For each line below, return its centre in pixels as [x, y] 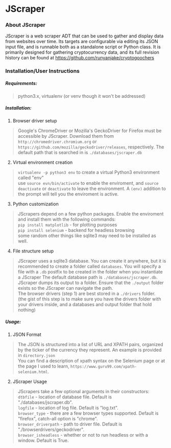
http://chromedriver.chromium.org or [57, 142]
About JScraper [26, 25]
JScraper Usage [30, 381]
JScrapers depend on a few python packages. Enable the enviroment [91, 214]
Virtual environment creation [43, 162]
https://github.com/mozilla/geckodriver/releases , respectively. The [91, 147]
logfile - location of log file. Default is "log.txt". [68, 408]
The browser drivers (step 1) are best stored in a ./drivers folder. [87, 294]
